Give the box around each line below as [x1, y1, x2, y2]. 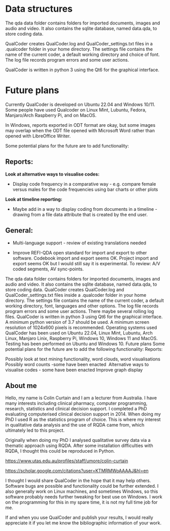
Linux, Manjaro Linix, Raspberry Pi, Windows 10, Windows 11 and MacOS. [5, 335, 158, 341]
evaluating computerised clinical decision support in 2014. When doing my [5, 411, 161, 417]
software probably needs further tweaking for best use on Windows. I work [5, 494, 162, 500]
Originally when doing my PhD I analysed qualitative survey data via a [5, 437, 151, 443]
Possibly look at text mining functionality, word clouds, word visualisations [5, 356, 161, 362]
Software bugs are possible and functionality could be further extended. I [5, 483, 159, 489]
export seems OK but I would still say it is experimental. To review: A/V [12, 260, 161, 266]
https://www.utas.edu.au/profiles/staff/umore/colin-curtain [5, 458, 128, 464]
